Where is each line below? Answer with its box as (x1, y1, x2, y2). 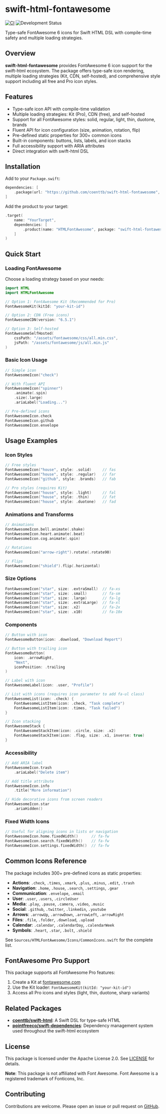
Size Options (5, 575, 37, 582)
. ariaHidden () (14, 806, 43, 812)
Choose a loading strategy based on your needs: (5, 276, 105, 282)
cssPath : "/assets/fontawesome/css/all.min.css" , (14, 335, 119, 341)
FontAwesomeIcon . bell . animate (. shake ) (5, 527, 85, 532)
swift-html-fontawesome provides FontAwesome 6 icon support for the (5, 62, 152, 68)
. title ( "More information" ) (14, 788, 72, 793)
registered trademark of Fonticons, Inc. (5, 1076, 85, 1082)
